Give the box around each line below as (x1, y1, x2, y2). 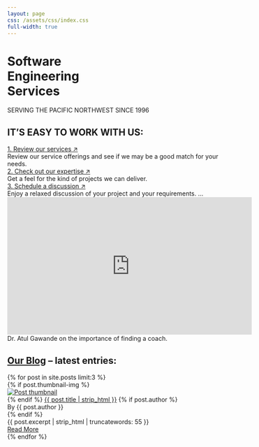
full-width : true (7, 23, 58, 30)
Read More (7, 425, 39, 433)
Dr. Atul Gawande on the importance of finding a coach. (7, 335, 168, 343)
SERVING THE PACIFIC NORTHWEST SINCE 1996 (7, 106, 149, 115)
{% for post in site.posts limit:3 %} (7, 373, 106, 381)
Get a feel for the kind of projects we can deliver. (7, 175, 148, 183)
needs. (7, 160, 27, 168)
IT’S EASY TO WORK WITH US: (7, 126, 144, 138)
